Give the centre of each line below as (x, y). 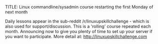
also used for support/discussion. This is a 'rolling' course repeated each (78, 26)
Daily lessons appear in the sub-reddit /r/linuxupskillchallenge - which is (77, 21)
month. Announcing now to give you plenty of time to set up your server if (79, 31)
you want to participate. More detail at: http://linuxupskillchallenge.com (76, 36)
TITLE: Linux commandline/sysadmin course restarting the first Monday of (79, 7)
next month (16, 12)
